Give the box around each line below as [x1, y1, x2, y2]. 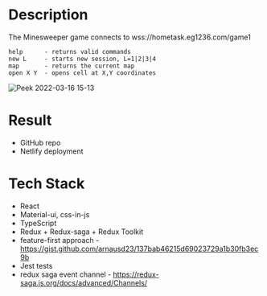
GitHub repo [19, 138, 61, 147]
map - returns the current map [8, 62, 135, 70]
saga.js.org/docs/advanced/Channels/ [19, 277, 147, 287]
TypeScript [19, 218, 57, 228]
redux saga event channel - [19, 269, 112, 279]
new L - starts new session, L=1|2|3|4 [8, 55, 157, 63]
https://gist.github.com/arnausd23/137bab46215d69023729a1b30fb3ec [19, 244, 259, 253]
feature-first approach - [19, 235, 100, 245]
